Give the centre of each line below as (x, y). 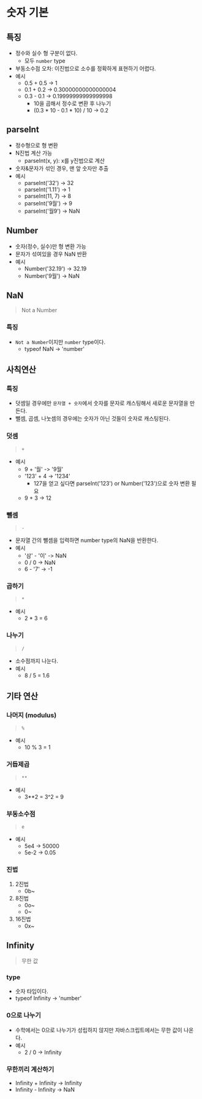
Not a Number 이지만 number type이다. (60, 342)
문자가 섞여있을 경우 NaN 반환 (51, 254)
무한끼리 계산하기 (30, 1069)
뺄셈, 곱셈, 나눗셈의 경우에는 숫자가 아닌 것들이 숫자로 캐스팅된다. (93, 419)
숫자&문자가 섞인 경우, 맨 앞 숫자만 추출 (62, 168)
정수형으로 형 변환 (36, 145)
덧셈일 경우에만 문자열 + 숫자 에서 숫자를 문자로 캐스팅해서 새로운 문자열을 (102, 403)
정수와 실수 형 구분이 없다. (46, 53)
